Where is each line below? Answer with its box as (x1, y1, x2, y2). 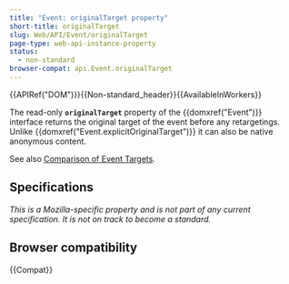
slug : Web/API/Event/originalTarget (9, 30, 148, 39)
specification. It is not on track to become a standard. (9, 213, 212, 224)
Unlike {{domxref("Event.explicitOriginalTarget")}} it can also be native (9, 126, 274, 137)
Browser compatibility (9, 240, 138, 256)
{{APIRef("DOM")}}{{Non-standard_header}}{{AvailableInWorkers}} (9, 88, 262, 100)
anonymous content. (9, 136, 86, 147)
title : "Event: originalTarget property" (9, 13, 169, 23)
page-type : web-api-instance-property (9, 38, 156, 48)
